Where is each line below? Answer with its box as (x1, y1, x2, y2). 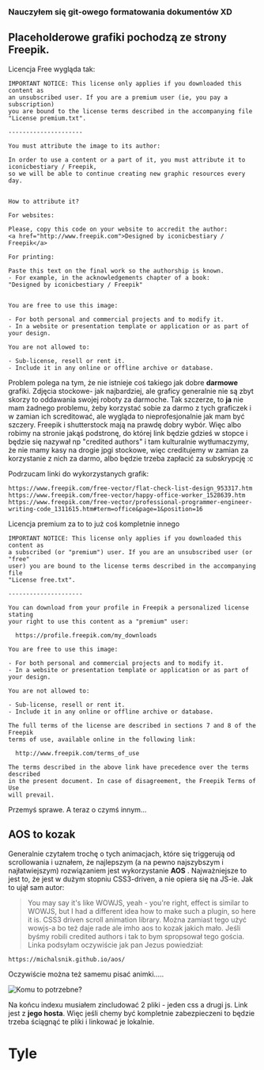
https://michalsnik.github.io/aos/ (8, 955, 126, 963)
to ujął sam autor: (8, 882, 65, 892)
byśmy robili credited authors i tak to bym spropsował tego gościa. (27, 931, 245, 941)
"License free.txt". (8, 575, 77, 584)
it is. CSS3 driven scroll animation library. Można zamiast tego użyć (27, 915, 247, 924)
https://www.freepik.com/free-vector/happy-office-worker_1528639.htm (8, 491, 246, 499)
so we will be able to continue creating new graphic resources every (8, 170, 246, 178)
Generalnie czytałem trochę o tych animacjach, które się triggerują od (8, 849, 236, 858)
